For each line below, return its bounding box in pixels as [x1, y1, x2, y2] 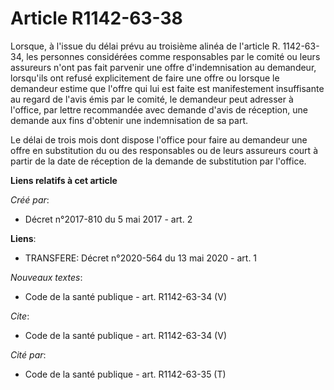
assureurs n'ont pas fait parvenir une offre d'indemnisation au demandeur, [10, 61, 317, 73]
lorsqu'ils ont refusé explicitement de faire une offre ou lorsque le [10, 72, 280, 84]
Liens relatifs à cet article [10, 174, 118, 186]
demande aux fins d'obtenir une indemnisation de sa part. [10, 114, 249, 126]
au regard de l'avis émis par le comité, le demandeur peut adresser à [10, 93, 294, 105]
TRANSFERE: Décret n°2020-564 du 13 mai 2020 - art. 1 [24, 252, 258, 264]
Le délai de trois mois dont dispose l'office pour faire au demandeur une [10, 133, 308, 146]
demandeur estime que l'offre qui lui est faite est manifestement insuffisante [10, 82, 325, 94]
